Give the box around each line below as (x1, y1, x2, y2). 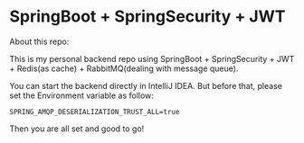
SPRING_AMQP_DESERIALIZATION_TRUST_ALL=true (9, 107, 180, 116)
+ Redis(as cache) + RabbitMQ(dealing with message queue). (9, 63, 239, 74)
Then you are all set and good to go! (9, 123, 145, 134)
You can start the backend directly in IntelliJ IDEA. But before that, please (9, 80, 283, 91)
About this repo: (9, 36, 70, 47)
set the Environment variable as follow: (9, 90, 154, 101)
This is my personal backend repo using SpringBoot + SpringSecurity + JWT (9, 53, 295, 64)
